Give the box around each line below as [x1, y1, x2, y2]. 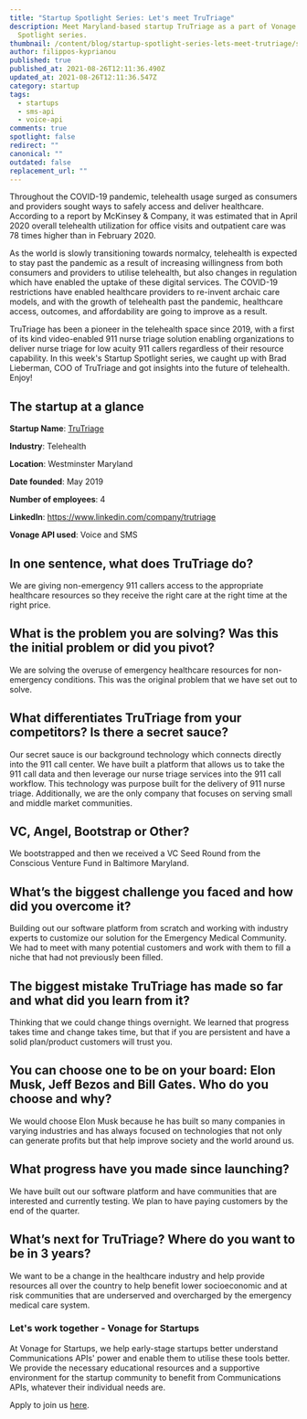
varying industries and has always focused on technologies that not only [9, 1125, 282, 1136]
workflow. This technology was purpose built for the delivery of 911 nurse [9, 778, 286, 789]
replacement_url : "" [9, 166, 89, 175]
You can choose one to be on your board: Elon [9, 1063, 276, 1078]
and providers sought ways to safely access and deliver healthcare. [9, 201, 264, 212]
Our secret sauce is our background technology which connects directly [9, 748, 281, 759]
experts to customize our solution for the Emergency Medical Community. [9, 933, 288, 944]
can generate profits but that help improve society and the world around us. [9, 1135, 295, 1146]
